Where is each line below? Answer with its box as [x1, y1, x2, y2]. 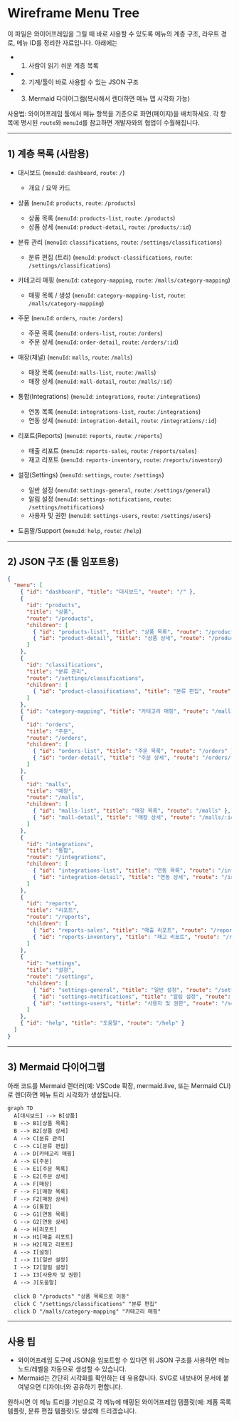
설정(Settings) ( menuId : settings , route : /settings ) [17, 470, 165, 479]
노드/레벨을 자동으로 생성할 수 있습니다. [17, 1365, 127, 1373]
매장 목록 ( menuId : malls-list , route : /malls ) [28, 367, 156, 376]
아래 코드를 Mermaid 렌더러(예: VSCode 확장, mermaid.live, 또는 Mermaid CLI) [7, 1081, 231, 1090]
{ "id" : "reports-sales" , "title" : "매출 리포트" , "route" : [33, 926, 208, 934]
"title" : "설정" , [26, 967, 75, 974]
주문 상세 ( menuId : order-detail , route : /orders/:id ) [28, 337, 179, 346]
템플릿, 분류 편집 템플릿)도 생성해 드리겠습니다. [7, 1407, 137, 1416]
